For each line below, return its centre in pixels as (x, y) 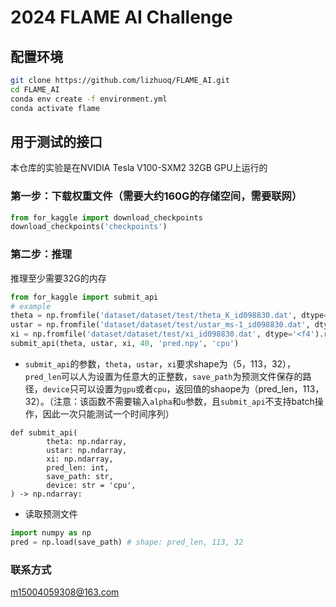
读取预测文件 (51, 513)
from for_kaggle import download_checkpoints (106, 217)
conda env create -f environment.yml (89, 99)
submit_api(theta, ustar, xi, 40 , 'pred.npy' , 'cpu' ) (125, 344)
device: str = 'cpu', (91, 485)
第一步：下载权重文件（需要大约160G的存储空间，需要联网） (156, 196)
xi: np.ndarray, (80, 459)
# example (31, 306)
